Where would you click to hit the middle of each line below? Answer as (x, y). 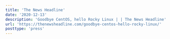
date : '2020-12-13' (26, 15)
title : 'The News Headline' (35, 10)
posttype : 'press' (25, 29)
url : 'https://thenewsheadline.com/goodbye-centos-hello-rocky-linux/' (83, 24)
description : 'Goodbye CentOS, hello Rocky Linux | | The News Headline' (86, 19)
